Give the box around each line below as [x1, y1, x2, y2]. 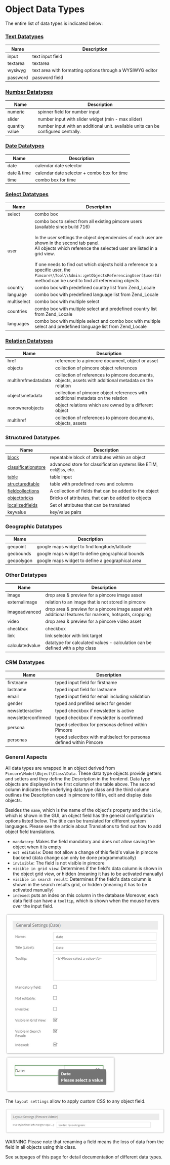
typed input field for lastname [55, 686, 116, 692]
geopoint [7, 543, 26, 549]
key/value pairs [50, 509, 82, 515]
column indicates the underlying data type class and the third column [5, 786, 150, 793]
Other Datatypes [5, 572, 47, 579]
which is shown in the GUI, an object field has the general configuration [5, 812, 154, 819]
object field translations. [5, 829, 56, 835]
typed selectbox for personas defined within [55, 722, 147, 728]
